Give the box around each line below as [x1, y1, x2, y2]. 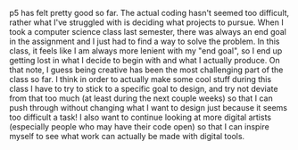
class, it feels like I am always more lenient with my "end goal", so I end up [9, 46, 283, 56]
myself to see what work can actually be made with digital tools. [9, 131, 245, 141]
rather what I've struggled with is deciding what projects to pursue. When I [9, 17, 284, 28]
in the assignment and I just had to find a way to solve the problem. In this [9, 36, 280, 46]
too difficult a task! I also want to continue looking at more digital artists [9, 112, 272, 122]
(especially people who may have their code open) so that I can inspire [9, 121, 269, 132]
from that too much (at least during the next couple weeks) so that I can [9, 93, 274, 104]
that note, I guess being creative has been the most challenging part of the [9, 64, 284, 75]
